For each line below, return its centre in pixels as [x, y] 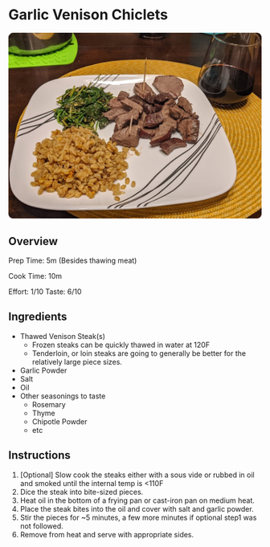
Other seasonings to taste [63, 396]
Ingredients [38, 317]
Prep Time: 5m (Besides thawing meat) [73, 261]
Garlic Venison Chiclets [88, 15]
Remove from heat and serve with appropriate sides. [107, 534]
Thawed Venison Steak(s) [63, 336]
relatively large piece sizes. [77, 361]
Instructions [39, 455]
